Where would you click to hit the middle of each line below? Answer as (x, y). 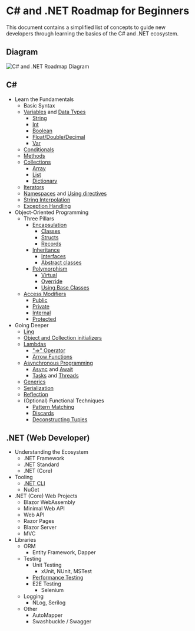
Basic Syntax (39, 105)
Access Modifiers (45, 294)
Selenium (52, 590)
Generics (34, 382)
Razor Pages (39, 521)
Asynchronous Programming (58, 363)
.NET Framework (44, 458)
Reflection (36, 394)
